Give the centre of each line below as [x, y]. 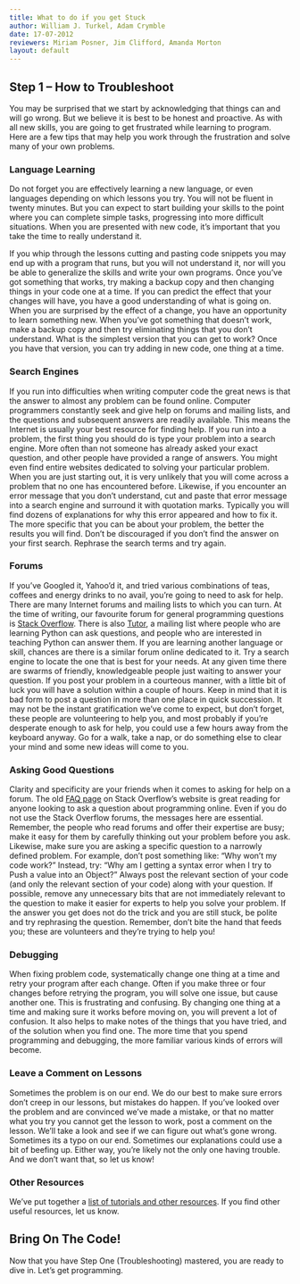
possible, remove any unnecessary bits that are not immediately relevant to [147, 894]
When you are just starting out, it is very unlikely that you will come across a [149, 476]
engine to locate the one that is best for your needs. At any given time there [148, 661]
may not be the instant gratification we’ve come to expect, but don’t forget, [147, 709]
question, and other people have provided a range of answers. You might [144, 457]
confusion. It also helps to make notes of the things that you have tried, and [148, 1021]
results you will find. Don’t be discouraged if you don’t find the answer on [144, 533]
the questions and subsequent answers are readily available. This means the [150, 420]
